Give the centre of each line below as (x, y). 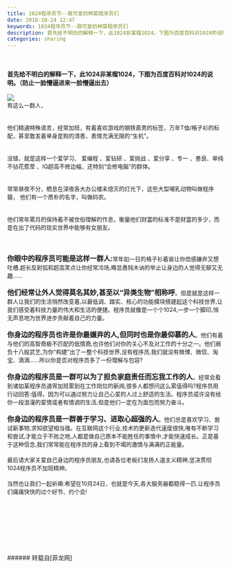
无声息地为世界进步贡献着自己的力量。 (58, 318)
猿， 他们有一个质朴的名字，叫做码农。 (58, 197)
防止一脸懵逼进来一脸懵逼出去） (67, 83)
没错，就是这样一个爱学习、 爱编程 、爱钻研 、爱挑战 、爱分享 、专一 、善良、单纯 (115, 158)
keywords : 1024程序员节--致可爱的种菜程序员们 (68, 26)
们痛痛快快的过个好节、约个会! (47, 492)
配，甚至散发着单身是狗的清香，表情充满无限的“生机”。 (80, 136)
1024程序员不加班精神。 (39, 468)
